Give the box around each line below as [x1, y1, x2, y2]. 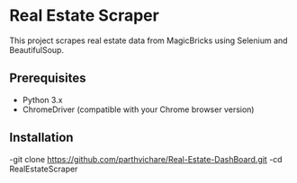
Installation [9, 130, 74, 145]
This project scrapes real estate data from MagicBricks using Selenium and [9, 35, 288, 46]
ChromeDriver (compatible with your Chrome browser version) [22, 104, 255, 115]
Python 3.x [22, 94, 63, 105]
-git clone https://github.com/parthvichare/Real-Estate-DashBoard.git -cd [9, 153, 283, 164]
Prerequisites [9, 71, 86, 86]
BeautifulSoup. [9, 44, 65, 55]
